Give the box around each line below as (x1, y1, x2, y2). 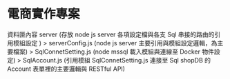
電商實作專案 (7, 6, 81, 22)
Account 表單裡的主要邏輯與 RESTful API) (7, 65, 126, 73)
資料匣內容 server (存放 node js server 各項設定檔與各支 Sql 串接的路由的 (7, 30, 215, 38)
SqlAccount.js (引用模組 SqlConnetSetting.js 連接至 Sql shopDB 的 (23, 56, 211, 64)
